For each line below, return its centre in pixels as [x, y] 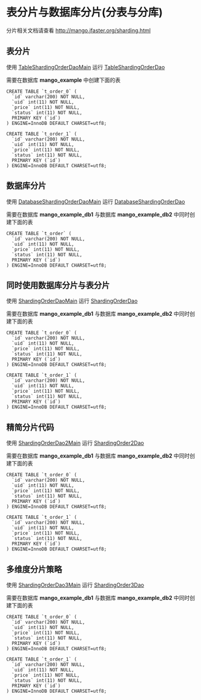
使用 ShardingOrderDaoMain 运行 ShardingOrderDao [72, 301]
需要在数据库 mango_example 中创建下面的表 [64, 80]
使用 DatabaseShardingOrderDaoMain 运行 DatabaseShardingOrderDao [96, 201]
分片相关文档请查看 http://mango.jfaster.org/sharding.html [79, 30]
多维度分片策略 [34, 569]
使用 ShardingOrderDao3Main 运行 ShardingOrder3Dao [75, 585]
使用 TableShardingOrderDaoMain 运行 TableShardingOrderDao [86, 67]
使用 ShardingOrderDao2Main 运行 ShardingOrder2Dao [75, 443]
